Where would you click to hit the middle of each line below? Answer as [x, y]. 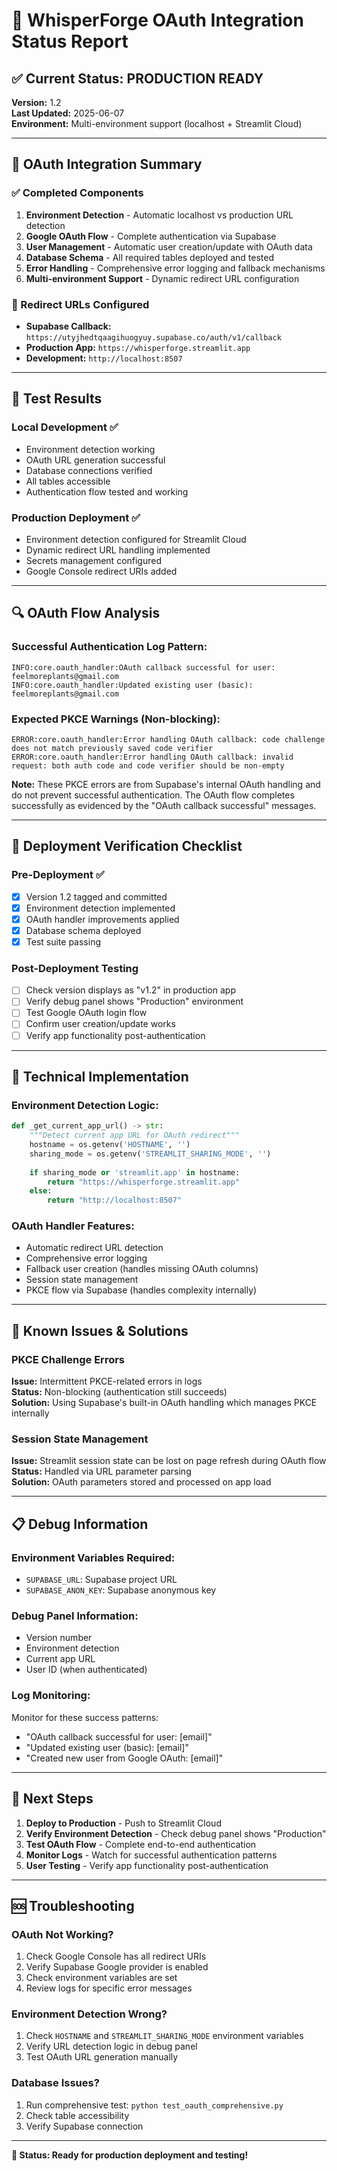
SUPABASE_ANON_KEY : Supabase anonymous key [121, 1590]
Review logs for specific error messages [109, 1988]
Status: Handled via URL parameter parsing [101, 1471]
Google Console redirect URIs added [101, 571]
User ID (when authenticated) [86, 1670]
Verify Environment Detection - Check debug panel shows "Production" [176, 1833]
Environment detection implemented [100, 908]
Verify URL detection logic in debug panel [111, 2046]
